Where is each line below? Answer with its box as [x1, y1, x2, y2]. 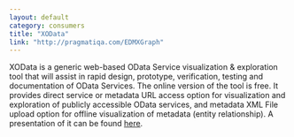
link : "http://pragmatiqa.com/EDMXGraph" [9, 37, 165, 47]
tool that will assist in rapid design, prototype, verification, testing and [9, 72, 264, 82]
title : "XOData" [9, 29, 69, 38]
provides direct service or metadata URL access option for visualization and [9, 90, 286, 101]
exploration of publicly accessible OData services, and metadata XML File [9, 99, 279, 110]
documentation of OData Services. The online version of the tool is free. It [9, 80, 279, 91]
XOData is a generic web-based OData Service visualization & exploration [9, 62, 279, 72]
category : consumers [9, 21, 86, 30]
